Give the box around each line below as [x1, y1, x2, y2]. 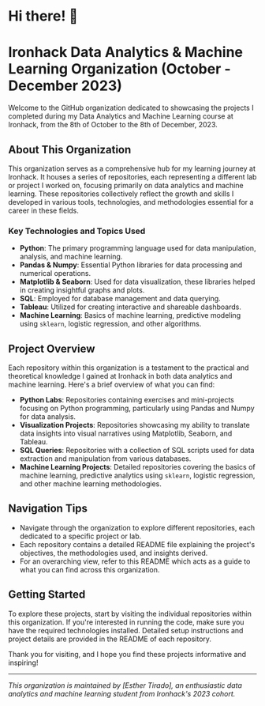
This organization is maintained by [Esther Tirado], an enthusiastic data [8, 680, 242, 690]
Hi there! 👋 [8, 7, 79, 25]
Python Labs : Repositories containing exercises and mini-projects [19, 395, 235, 405]
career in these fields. [8, 206, 79, 215]
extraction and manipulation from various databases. [19, 454, 192, 463]
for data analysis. [19, 412, 77, 421]
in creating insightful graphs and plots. [19, 285, 145, 295]
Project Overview [8, 342, 95, 355]
